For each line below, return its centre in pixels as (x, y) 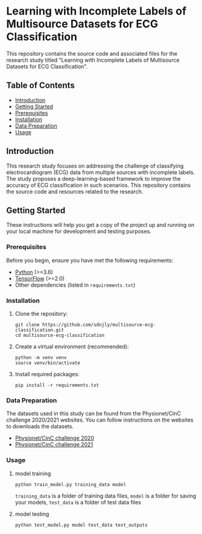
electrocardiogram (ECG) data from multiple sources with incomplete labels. (101, 172)
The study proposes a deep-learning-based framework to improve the (93, 178)
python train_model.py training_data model (71, 484)
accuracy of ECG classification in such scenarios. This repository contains (99, 185)
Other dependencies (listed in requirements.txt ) (75, 285)
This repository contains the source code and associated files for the (92, 53)
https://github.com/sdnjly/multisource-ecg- (99, 325)
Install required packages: (47, 374)
